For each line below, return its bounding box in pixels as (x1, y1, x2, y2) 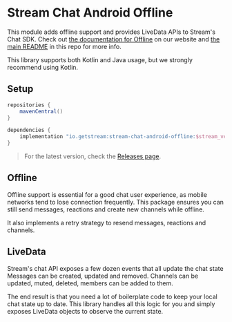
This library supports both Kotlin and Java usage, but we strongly (7, 55, 193, 64)
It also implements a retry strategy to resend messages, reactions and (7, 218, 206, 227)
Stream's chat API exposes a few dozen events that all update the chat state (7, 264, 224, 272)
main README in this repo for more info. (7, 42, 122, 50)
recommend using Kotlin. (7, 63, 78, 71)
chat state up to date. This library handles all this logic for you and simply (7, 299, 215, 308)
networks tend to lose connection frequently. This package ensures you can (7, 198, 224, 206)
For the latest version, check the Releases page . (23, 152, 162, 160)
